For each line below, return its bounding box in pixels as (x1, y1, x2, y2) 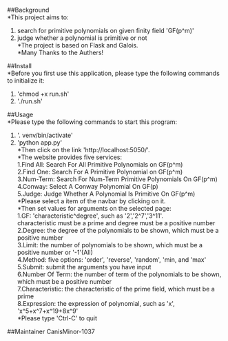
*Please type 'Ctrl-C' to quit (17, 314, 98, 322)
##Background (7, 6, 50, 14)
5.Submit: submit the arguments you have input (17, 263, 152, 271)
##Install (7, 62, 32, 70)
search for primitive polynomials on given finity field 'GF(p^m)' (17, 27, 194, 34)
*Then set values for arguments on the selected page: (17, 205, 172, 212)
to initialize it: (7, 76, 45, 85)
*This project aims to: (7, 13, 69, 21)
